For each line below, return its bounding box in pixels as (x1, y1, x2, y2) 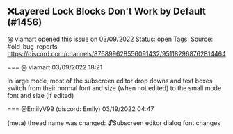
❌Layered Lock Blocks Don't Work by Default (7, 6, 207, 17)
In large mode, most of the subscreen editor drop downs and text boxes (7, 76, 213, 85)
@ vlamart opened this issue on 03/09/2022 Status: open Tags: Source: (7, 35, 214, 43)
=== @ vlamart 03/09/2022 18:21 (7, 62, 103, 72)
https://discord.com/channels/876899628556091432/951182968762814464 (7, 49, 226, 58)
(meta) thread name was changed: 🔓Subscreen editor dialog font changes (7, 118, 221, 127)
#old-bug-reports (7, 42, 58, 51)
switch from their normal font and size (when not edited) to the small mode (7, 83, 222, 92)
